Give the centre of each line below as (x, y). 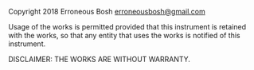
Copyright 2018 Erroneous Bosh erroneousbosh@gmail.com (107, 12)
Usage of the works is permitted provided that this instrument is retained (127, 27)
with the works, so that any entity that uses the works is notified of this (124, 35)
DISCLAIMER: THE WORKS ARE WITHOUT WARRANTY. (100, 59)
